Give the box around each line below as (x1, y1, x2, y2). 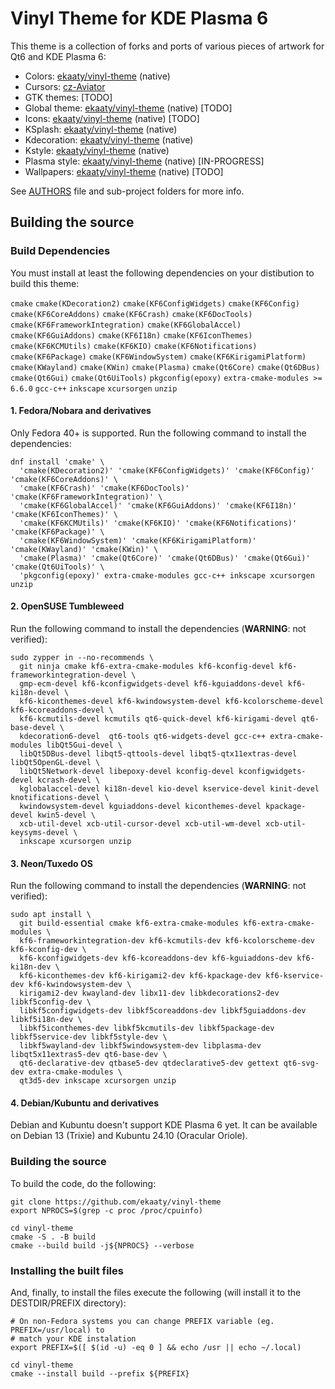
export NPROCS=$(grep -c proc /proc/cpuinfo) (10, 1205, 203, 1216)
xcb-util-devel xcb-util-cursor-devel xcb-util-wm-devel (19, 819, 262, 829)
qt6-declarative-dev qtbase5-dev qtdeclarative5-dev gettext (19, 1058, 280, 1069)
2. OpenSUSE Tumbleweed (10, 600, 125, 612)
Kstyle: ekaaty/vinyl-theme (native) (24, 144, 170, 156)
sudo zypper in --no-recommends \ (10, 653, 155, 663)
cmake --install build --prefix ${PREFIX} (10, 1369, 190, 1379)
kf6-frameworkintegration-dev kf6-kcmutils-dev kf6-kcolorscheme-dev (19, 936, 315, 946)
